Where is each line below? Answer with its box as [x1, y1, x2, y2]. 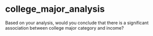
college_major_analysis [5, 3, 105, 15]
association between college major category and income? [5, 25, 124, 31]
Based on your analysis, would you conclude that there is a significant [5, 20, 149, 26]
